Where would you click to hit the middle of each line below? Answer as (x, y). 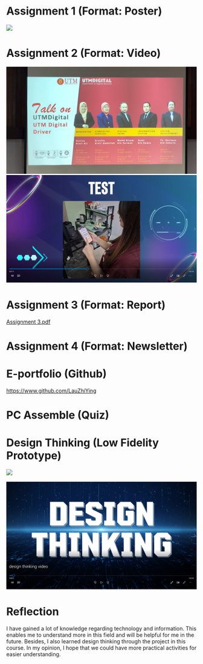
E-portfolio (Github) (56, 374)
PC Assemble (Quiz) (58, 415)
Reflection (33, 612)
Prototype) (34, 456)
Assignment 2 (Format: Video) (84, 53)
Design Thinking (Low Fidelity (82, 443)
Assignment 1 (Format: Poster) (84, 11)
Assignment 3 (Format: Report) (86, 305)
